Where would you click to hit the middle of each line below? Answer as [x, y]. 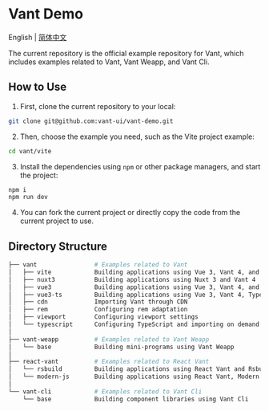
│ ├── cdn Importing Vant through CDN [98, 302]
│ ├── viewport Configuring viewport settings [103, 317]
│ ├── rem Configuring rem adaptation [98, 310]
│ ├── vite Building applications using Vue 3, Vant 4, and [134, 272]
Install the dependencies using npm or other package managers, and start [140, 166]
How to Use [38, 87]
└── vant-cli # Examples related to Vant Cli [105, 391]
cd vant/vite [30, 151]
